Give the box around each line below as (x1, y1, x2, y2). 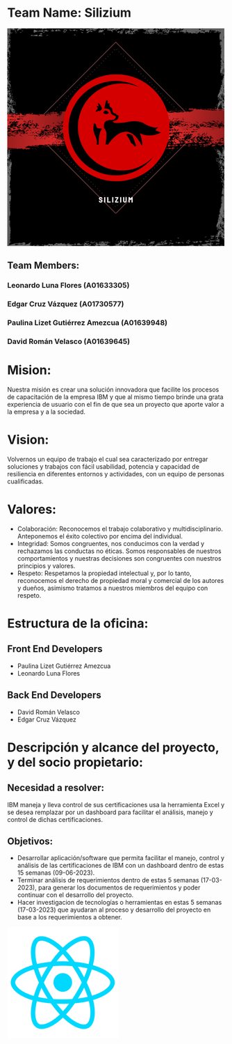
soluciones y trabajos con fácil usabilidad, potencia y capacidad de (7, 462, 200, 471)
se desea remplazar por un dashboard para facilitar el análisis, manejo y (7, 808, 213, 816)
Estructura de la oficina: (7, 616, 149, 632)
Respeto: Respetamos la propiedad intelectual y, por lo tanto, (17, 569, 192, 577)
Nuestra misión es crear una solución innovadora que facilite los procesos (7, 385, 219, 394)
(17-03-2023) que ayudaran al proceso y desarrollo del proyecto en (17, 905, 211, 914)
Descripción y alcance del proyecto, (7, 740, 219, 755)
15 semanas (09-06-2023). (17, 868, 95, 877)
